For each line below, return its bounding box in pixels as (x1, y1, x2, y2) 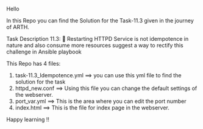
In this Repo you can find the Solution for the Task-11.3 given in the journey (6, 17, 194, 24)
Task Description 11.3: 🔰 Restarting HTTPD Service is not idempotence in (6, 35, 189, 42)
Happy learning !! (6, 116, 50, 123)
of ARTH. (6, 24, 29, 30)
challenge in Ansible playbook (6, 48, 82, 55)
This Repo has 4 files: (6, 60, 61, 67)
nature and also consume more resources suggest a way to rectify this (6, 42, 184, 49)
